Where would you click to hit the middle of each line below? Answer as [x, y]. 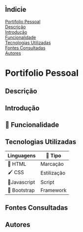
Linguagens [22, 155]
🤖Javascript [21, 182]
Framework [54, 190]
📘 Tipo [54, 155]
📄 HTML [17, 164]
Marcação [52, 164]
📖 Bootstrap [21, 190]
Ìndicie [16, 10]
